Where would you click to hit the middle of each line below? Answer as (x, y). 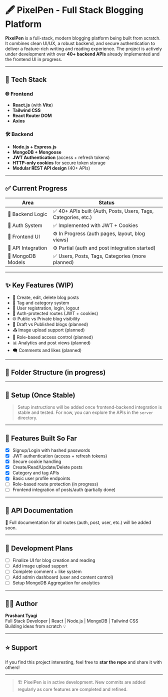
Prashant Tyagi (21, 615)
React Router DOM (32, 115)
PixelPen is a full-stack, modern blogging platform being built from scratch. (83, 38)
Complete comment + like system (47, 571)
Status (107, 202)
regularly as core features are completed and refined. (72, 689)
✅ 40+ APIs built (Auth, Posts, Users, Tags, (103, 211)
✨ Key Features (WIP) (39, 285)
